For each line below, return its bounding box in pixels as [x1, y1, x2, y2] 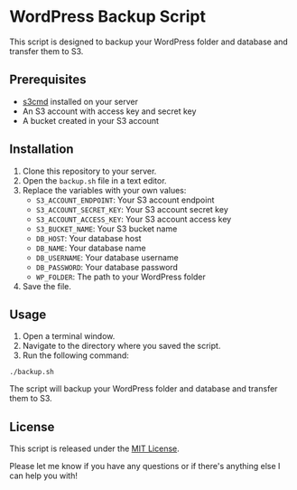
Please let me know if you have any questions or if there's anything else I [9, 461, 281, 472]
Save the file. [22, 280, 72, 291]
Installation [9, 142, 74, 157]
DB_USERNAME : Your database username [35, 251, 179, 263]
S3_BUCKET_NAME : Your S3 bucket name [35, 223, 178, 234]
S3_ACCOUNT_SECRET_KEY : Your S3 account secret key [35, 203, 228, 214]
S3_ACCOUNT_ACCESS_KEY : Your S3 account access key [35, 213, 232, 224]
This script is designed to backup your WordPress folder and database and [9, 36, 289, 47]
